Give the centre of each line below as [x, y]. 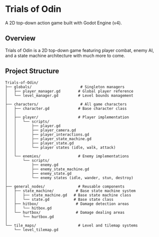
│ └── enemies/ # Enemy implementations [67, 156]
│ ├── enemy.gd [32, 165]
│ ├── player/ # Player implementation [67, 117]
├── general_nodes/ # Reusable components [65, 187]
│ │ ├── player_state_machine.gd [48, 139]
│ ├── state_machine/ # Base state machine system [70, 191]
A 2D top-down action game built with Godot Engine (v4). [64, 23]
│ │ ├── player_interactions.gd [47, 135]
